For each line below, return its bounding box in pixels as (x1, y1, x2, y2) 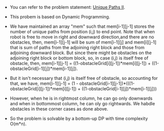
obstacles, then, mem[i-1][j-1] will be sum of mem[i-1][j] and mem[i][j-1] (9, 39, 157, 45)
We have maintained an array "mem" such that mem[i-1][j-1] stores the (9, 23, 155, 29)
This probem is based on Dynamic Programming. (9, 14, 110, 19)
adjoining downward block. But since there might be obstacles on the (9, 50, 152, 56)
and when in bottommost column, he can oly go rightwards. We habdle (9, 101, 155, 106)
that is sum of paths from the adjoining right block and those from (9, 45, 145, 50)
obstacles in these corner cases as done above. (9, 106, 108, 112)
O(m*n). (9, 121, 27, 127)
